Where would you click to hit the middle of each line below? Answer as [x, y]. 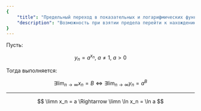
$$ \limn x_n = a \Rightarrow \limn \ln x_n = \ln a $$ [100, 102]
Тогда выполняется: [32, 70]
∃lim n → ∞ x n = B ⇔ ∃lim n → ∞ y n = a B [100, 83]
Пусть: [15, 45]
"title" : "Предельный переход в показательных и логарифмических [100, 17]
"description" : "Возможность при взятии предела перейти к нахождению [107, 23]
